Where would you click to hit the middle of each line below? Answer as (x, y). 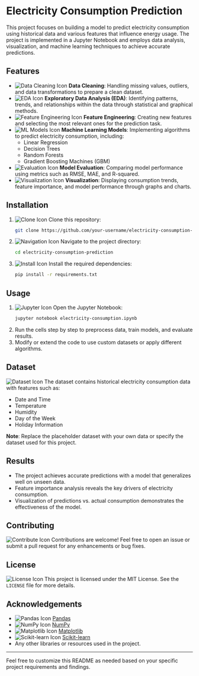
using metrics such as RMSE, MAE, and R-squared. (77, 174)
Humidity (26, 412)
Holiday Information (39, 424)
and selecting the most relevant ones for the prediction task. (88, 123)
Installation (27, 205)
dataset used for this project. (41, 442)
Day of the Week (35, 418)
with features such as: (33, 388)
